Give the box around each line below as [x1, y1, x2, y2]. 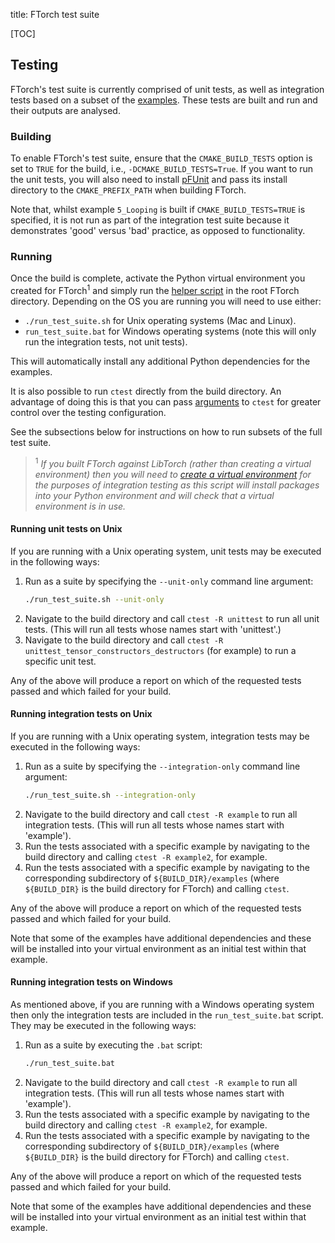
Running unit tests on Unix [10, 523, 123, 535]
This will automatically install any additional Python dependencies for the [10, 355, 311, 368]
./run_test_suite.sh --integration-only [24, 790, 196, 800]
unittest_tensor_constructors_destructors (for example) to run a [24, 644, 297, 656]
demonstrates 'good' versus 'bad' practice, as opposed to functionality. [10, 225, 306, 237]
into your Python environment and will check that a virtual [34, 489, 275, 501]
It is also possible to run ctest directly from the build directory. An [10, 385, 282, 398]
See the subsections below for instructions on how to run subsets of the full [10, 426, 323, 438]
